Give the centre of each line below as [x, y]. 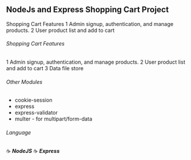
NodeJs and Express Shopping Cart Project [88, 10]
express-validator [36, 113]
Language [19, 132]
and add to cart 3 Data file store [45, 68]
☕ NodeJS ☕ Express [33, 151]
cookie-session [33, 100]
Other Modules [24, 81]
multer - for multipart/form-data [54, 119]
